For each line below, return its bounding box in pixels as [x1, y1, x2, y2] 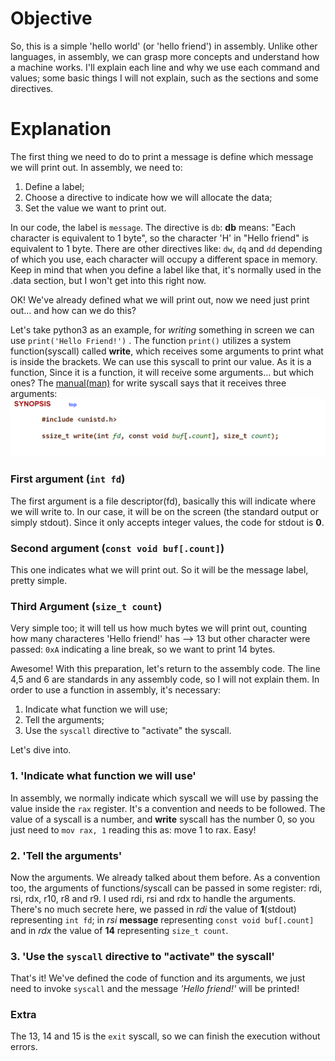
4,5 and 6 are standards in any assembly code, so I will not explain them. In [10, 673, 320, 686]
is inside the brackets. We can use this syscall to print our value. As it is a [10, 355, 312, 367]
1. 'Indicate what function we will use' [10, 769, 197, 783]
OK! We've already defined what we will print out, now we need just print [10, 293, 310, 306]
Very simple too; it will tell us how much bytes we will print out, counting [10, 622, 308, 634]
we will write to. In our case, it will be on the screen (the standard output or [10, 505, 320, 517]
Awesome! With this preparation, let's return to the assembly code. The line [10, 663, 321, 675]
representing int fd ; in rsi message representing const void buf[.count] [10, 913, 315, 926]
